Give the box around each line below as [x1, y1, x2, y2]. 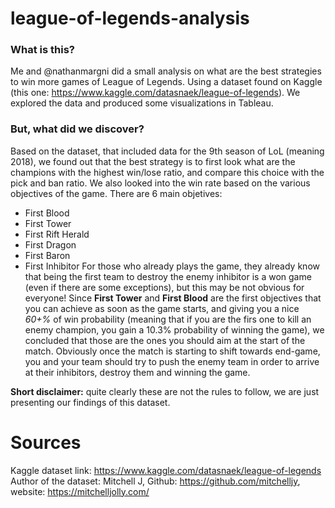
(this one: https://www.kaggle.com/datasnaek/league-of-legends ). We [10, 87, 301, 99]
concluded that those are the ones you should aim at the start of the [24, 334, 306, 346]
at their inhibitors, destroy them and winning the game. [24, 366, 251, 378]
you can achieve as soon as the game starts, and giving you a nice [24, 302, 300, 314]
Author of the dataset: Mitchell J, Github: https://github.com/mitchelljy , [10, 475, 301, 487]
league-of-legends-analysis [10, 7, 250, 30]
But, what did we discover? [10, 122, 145, 136]
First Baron [24, 249, 71, 261]
